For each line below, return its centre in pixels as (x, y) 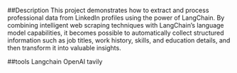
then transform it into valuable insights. (65, 48)
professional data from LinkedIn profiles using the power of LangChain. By (116, 18)
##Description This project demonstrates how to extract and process (108, 10)
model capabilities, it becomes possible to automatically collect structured (116, 33)
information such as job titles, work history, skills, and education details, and (119, 40)
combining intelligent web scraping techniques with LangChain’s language (116, 25)
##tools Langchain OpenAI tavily (55, 62)
